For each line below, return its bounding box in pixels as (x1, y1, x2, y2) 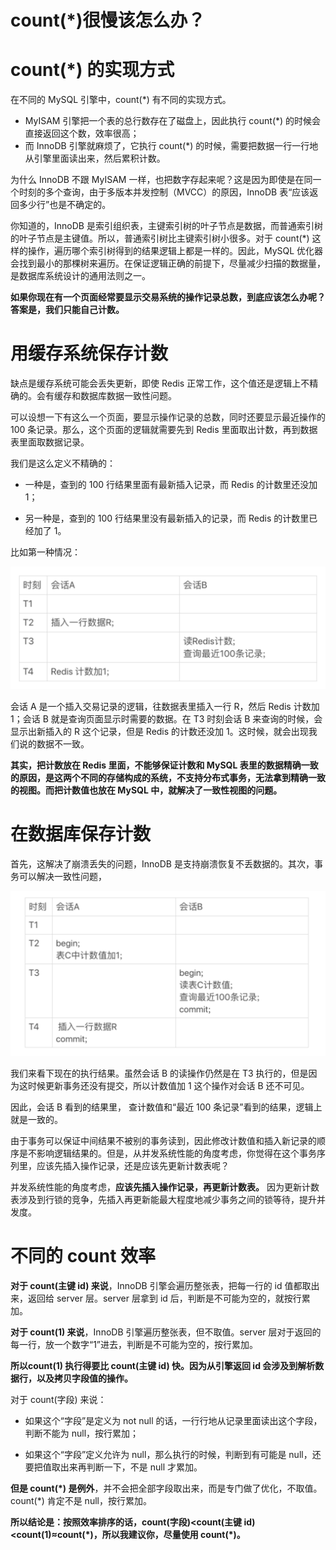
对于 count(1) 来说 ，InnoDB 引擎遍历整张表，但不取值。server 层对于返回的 (10, 1326, 322, 1338)
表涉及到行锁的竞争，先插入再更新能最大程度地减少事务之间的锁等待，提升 (10, 1193, 317, 1205)
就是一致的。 (10, 1113, 63, 1125)
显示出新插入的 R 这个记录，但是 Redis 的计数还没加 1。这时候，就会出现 (10, 725, 309, 737)
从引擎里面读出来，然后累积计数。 (24, 152, 166, 165)
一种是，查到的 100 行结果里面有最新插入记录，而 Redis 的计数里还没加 (24, 479, 318, 491)
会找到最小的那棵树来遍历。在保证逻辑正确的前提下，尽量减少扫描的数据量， (10, 257, 326, 270)
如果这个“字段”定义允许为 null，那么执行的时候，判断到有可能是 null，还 (24, 1448, 322, 1460)
